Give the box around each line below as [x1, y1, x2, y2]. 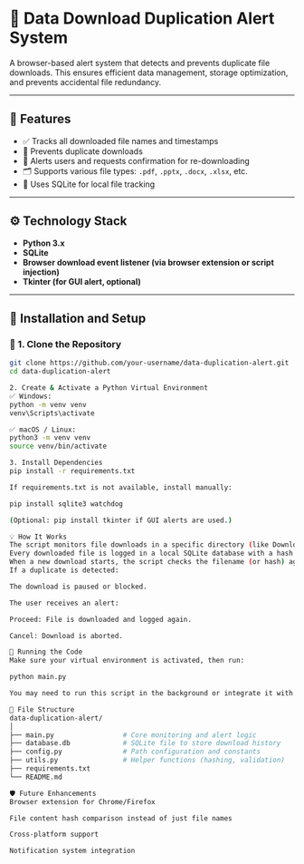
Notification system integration [9, 847, 136, 856]
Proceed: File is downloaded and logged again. [9, 615, 193, 624]
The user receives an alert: [9, 598, 119, 607]
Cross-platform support [9, 830, 100, 840]
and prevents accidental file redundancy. [9, 76, 162, 87]
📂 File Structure [9, 704, 75, 714]
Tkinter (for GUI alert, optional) [22, 276, 142, 286]
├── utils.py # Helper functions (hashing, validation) [9, 756, 285, 765]
